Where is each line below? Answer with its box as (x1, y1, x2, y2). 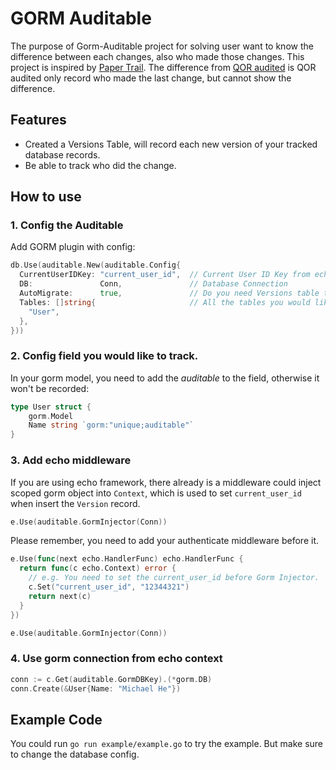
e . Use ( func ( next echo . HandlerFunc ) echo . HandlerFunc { (10, 554, 244, 564)
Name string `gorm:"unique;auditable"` (28, 420, 195, 431)
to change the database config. (10, 748, 140, 761)
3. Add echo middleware (10, 453, 132, 467)
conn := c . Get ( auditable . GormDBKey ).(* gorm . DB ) (10, 674, 213, 684)
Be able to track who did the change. (24, 159, 177, 171)
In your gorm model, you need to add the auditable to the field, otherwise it (10, 372, 320, 384)
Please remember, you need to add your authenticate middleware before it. (10, 535, 320, 547)
